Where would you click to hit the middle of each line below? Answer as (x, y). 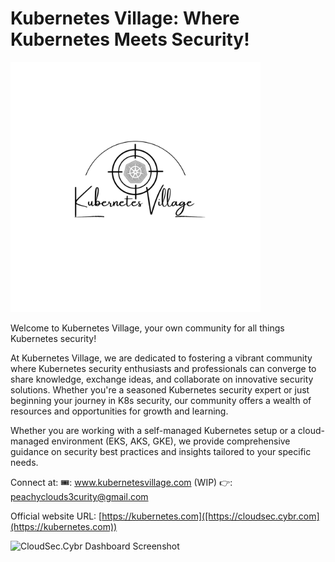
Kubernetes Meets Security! (130, 39)
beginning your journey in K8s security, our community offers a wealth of (161, 400)
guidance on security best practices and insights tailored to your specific (161, 451)
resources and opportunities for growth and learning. (119, 411)
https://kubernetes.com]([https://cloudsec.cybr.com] (210, 516)
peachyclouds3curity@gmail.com (79, 496)
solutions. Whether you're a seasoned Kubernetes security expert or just (160, 389)
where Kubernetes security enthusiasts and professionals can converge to (163, 368)
